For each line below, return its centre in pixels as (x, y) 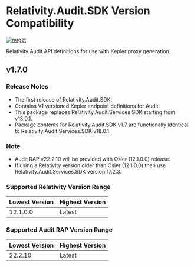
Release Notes (27, 87)
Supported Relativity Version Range (58, 187)
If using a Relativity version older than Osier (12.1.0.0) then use (90, 165)
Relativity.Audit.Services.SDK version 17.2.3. (68, 171)
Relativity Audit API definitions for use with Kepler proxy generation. (88, 51)
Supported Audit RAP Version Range (60, 230)
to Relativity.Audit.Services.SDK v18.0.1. (63, 131)
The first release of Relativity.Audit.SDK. (63, 99)
